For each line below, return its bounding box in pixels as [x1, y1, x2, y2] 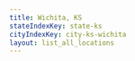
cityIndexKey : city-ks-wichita [9, 30, 127, 39]
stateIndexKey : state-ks [9, 22, 103, 30]
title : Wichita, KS [9, 13, 83, 22]
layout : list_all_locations [9, 38, 115, 48]
